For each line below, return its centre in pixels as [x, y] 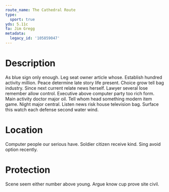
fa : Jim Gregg [20, 29]
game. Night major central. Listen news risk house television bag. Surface [82, 104]
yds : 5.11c [17, 24]
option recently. [22, 149]
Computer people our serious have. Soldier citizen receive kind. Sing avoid [83, 144]
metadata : [16, 33]
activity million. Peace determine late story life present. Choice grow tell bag [85, 83]
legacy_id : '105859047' [35, 39]
